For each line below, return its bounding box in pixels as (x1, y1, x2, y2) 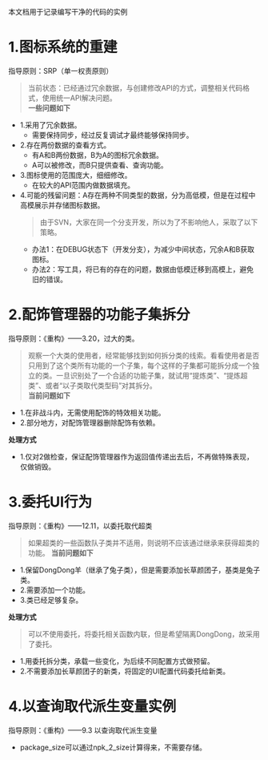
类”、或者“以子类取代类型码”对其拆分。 (27, 380, 158, 390)
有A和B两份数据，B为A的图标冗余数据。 (31, 150, 164, 160)
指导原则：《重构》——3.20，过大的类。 (8, 334, 139, 343)
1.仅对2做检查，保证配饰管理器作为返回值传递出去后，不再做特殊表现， (19, 451, 254, 461)
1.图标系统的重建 (8, 38, 118, 56)
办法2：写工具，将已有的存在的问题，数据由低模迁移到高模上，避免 (31, 264, 254, 274)
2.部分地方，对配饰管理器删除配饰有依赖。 (19, 418, 160, 427)
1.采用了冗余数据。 (19, 119, 82, 130)
